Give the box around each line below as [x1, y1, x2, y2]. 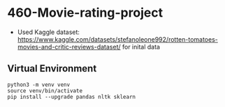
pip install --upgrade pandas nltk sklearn [7, 93, 136, 100]
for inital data [122, 42, 161, 51]
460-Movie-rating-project [7, 5, 163, 21]
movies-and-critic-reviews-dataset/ [17, 42, 121, 51]
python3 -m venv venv [7, 81, 71, 88]
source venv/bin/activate [7, 87, 82, 94]
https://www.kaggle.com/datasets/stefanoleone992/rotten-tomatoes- [17, 35, 219, 43]
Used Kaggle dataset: [17, 28, 80, 36]
